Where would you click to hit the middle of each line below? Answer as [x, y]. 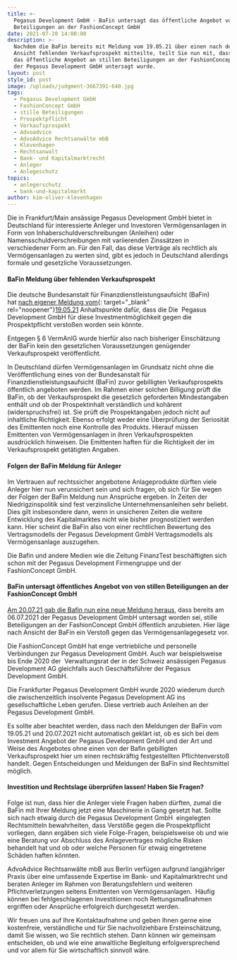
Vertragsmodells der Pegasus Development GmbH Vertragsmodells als [110, 534]
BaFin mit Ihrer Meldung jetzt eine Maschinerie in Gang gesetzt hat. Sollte [114, 810]
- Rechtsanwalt [36, 152]
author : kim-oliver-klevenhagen [55, 198]
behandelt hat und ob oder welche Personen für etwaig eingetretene [107, 848]
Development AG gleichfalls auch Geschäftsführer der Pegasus [99, 668]
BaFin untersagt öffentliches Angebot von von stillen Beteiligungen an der [118, 586]
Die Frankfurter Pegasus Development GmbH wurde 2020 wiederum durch [116, 689]
